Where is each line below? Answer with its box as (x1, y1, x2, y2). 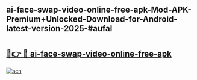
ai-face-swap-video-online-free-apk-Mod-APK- (6, 5, 192, 15)
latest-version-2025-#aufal (6, 23, 113, 34)
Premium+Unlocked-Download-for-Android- (6, 14, 178, 25)
